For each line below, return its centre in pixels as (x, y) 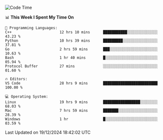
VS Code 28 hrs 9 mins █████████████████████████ (81, 83)
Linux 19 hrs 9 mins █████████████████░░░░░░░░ (81, 102)
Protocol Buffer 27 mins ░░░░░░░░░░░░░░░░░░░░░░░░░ (81, 66)
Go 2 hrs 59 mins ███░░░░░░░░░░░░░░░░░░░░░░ (81, 49)
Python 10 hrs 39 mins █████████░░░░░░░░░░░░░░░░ (81, 41)
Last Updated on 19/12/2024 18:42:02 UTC (48, 132)
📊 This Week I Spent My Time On (39, 17)
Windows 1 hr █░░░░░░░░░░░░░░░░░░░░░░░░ (81, 119)
